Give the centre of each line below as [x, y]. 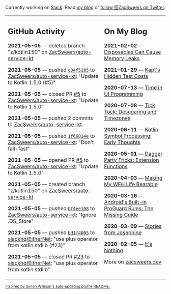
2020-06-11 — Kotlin [131, 129]
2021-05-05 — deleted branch [46, 45]
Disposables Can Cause [133, 52]
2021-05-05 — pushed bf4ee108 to [51, 208]
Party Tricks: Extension [132, 160]
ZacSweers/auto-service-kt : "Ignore [52, 215]
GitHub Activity [36, 31]
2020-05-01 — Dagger [133, 154]
